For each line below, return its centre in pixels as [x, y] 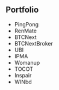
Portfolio [22, 10]
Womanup [27, 62]
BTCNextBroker [34, 43]
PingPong [26, 24]
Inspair [23, 75]
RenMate [26, 31]
